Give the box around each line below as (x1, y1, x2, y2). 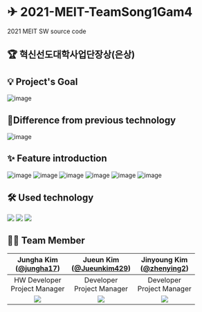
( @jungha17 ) (15, 264, 60, 273)
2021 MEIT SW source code (7, 27, 86, 35)
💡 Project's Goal (7, 75, 78, 87)
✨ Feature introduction (7, 153, 107, 165)
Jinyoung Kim (140, 255, 188, 265)
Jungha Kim (17, 255, 58, 265)
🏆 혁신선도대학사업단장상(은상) (7, 49, 136, 61)
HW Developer (13, 275, 62, 285)
